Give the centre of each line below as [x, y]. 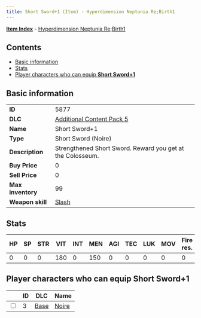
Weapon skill [28, 202]
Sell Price [23, 175]
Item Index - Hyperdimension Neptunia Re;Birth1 [66, 29]
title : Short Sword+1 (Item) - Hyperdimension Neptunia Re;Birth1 [91, 12]
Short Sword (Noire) [83, 139]
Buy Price [23, 166]
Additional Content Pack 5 [92, 119]
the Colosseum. [77, 156]
